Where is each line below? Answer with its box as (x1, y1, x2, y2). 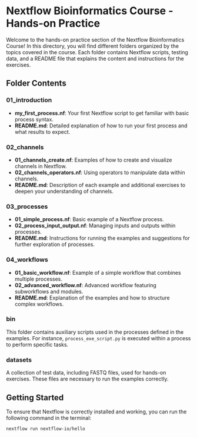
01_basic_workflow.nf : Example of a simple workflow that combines (14, 269, 181, 276)
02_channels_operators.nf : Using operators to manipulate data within (14, 169, 185, 176)
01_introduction (6, 96, 52, 104)
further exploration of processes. (14, 241, 95, 248)
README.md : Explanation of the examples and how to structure (14, 294, 170, 301)
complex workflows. (14, 300, 64, 307)
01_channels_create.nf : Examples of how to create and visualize (14, 156, 172, 163)
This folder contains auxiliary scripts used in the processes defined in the (6, 328, 184, 336)
